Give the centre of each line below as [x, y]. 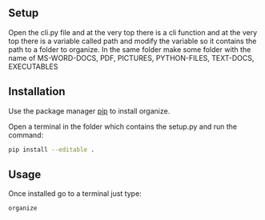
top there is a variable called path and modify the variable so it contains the [132, 41]
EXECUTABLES [33, 66]
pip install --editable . [51, 150]
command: [26, 134]
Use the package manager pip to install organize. [89, 110]
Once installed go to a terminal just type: [75, 194]
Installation [37, 92]
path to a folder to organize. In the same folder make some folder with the [130, 49]
